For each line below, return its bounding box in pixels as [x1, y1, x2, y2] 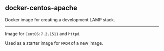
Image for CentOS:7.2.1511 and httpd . [5, 31, 81, 36]
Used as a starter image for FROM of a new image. [5, 40, 103, 46]
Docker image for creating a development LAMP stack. [5, 17, 116, 22]
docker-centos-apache [5, 4, 77, 12]
